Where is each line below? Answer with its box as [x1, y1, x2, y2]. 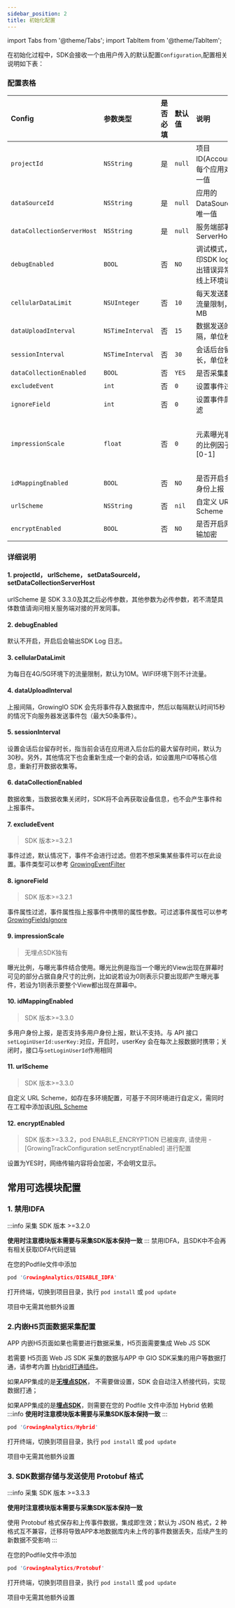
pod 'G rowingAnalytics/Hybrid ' [7, 1424, 99, 1431]
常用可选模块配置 [7, 1181, 81, 1193]
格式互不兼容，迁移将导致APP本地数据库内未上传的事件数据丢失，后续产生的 [7, 1527, 228, 1536]
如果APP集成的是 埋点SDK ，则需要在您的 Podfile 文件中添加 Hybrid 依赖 [7, 1401, 213, 1410]
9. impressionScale [7, 931, 64, 940]
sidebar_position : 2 [7, 10, 68, 18]
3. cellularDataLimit [7, 653, 66, 662]
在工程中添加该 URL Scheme [7, 1102, 88, 1111]
